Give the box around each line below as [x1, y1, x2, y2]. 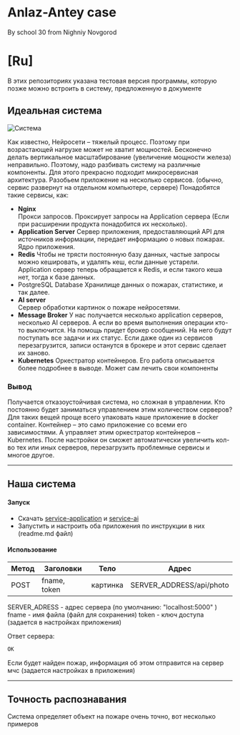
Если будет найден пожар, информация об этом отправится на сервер [7, 658, 224, 667]
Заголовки [44, 563, 82, 573]
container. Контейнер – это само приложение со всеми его [7, 420, 187, 429]
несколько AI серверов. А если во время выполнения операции [17, 318, 214, 327]
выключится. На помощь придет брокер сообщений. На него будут [26, 325, 232, 334]
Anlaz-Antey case [7, 4, 116, 21]
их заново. [17, 348, 51, 357]
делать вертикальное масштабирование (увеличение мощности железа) [7, 153, 232, 161]
